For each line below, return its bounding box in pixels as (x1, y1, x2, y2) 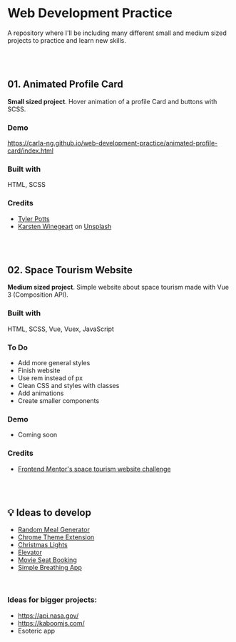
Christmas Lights (17, 541, 68, 549)
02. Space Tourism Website (7, 264, 133, 276)
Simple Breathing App (17, 564, 82, 572)
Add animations (17, 389, 64, 397)
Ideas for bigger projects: (7, 595, 98, 605)
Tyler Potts (17, 214, 50, 223)
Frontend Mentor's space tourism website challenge (17, 464, 171, 473)
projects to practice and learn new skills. (7, 36, 127, 44)
